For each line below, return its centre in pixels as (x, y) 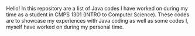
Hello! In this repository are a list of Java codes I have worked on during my (97, 8)
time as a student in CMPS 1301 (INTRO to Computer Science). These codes (98, 15)
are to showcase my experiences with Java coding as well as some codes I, (97, 21)
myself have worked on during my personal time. (65, 27)
